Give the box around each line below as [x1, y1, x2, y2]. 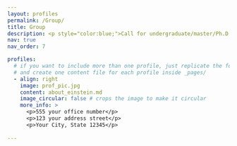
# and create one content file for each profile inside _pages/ [13, 68, 207, 76]
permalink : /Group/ [7, 17, 65, 24]
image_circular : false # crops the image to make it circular [20, 95, 207, 102]
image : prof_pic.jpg [20, 82, 80, 89]
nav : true [7, 37, 37, 44]
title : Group [7, 23, 46, 30]
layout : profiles [7, 10, 59, 18]
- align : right [13, 75, 59, 83]
